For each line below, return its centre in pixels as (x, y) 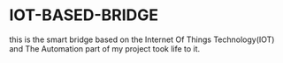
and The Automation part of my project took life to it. (105, 48)
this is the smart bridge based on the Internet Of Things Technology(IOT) (142, 39)
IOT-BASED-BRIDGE (84, 15)
